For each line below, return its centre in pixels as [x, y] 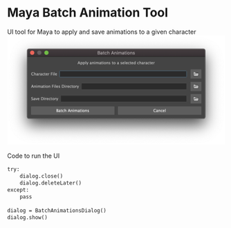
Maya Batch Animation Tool [87, 13]
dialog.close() [41, 176]
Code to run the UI [34, 156]
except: [18, 190]
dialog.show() [28, 218]
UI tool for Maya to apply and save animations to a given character [102, 32]
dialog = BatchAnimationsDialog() [57, 211]
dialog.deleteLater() [50, 183]
